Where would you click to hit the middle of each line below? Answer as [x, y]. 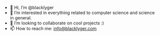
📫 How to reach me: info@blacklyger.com [53, 28]
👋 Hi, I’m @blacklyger [32, 8]
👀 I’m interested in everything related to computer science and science [82, 13]
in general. [21, 18]
